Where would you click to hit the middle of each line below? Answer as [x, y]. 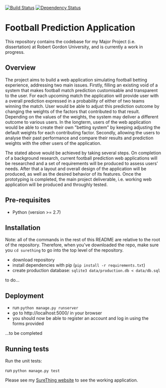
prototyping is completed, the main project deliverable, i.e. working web [79, 179]
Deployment [25, 296]
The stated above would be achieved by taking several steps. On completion [83, 153]
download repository [33, 260]
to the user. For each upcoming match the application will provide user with [82, 96]
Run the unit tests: [24, 361]
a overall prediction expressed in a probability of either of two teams [75, 101]
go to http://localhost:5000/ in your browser [57, 313]
